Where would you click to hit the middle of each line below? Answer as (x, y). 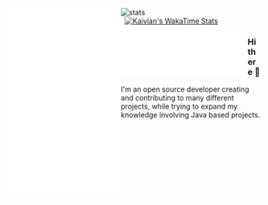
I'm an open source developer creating (185, 89)
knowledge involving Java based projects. (190, 115)
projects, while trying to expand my (179, 107)
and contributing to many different (177, 98)
